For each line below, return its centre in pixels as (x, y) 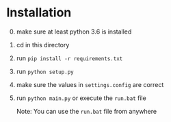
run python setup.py (45, 71)
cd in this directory (43, 45)
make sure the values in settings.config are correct (90, 84)
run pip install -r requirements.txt (69, 58)
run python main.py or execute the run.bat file (81, 98)
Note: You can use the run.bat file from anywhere (87, 111)
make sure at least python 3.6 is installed (74, 32)
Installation (39, 13)
